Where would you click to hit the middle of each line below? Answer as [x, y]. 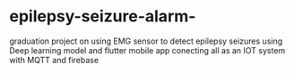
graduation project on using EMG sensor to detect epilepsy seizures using [146, 41]
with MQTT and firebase [54, 60]
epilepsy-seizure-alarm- [103, 16]
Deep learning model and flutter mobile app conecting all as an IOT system [147, 50]
